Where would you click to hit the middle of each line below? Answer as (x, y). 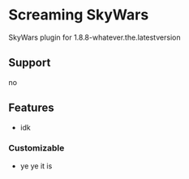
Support (30, 63)
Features (31, 108)
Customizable (37, 148)
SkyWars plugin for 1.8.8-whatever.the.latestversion (94, 37)
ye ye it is (36, 166)
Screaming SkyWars (79, 15)
